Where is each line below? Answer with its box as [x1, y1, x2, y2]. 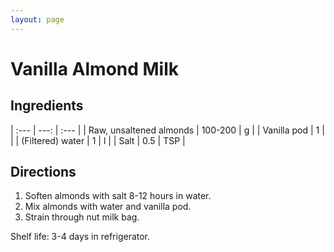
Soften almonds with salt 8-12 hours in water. [24, 190, 212, 202]
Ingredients [10, 97, 84, 115]
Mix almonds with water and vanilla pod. [24, 201, 192, 213]
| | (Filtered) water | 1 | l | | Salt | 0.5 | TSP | [10, 134, 186, 146]
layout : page [10, 14, 65, 25]
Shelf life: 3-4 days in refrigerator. [10, 231, 151, 243]
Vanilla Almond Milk [10, 57, 180, 80]
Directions [10, 164, 77, 181]
